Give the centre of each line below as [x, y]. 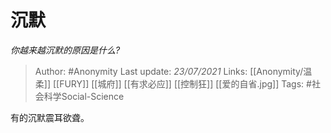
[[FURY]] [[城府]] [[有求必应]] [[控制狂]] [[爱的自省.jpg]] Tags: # [182, 83]
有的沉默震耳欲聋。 [50, 117]
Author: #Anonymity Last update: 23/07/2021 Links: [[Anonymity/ [169, 71]
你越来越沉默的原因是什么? [65, 50]
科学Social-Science [84, 96]
